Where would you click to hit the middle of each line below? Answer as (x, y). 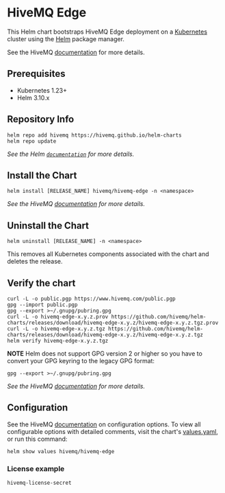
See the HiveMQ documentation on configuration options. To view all (104, 424)
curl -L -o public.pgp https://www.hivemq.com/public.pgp (91, 299)
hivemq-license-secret (39, 483)
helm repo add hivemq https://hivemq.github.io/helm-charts (95, 135)
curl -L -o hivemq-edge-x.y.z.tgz (56, 329)
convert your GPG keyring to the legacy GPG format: (81, 361)
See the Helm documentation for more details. (71, 154)
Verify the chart (41, 283)
